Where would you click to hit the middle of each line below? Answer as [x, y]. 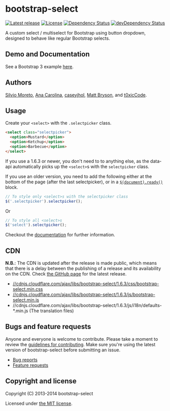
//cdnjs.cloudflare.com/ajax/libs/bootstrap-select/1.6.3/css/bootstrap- [86, 284]
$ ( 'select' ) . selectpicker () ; [36, 225]
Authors [19, 83]
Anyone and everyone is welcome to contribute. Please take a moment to [82, 339]
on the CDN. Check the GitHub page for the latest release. [66, 274]
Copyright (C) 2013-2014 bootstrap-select [49, 393]
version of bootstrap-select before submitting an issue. [63, 350]
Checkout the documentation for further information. [60, 235]
